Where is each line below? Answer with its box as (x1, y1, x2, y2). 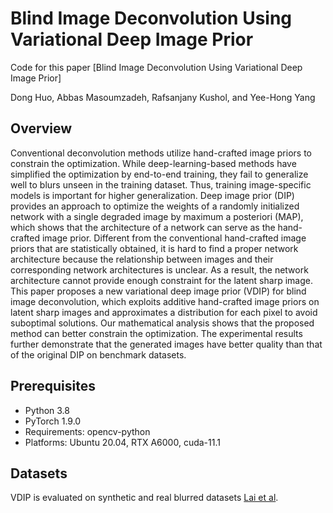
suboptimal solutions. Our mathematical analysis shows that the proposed (10, 317, 315, 329)
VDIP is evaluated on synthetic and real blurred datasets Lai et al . (10, 492, 279, 504)
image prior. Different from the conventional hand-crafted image (41, 232, 307, 244)
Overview (10, 120, 73, 137)
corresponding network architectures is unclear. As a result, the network (10, 263, 309, 276)
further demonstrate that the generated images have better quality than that (10, 338, 323, 350)
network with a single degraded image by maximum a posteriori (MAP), (10, 210, 304, 222)
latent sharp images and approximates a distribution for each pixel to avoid (10, 306, 318, 318)
